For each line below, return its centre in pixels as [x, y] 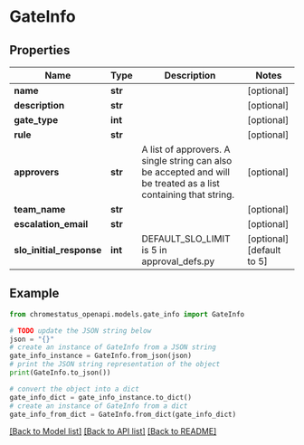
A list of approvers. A [186, 149]
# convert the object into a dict [75, 389]
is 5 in [154, 250]
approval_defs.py [178, 261]
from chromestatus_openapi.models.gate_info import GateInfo [127, 314]
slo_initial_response [58, 250]
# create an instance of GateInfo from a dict [99, 406]
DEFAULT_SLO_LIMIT [186, 239]
